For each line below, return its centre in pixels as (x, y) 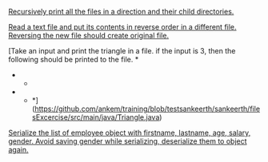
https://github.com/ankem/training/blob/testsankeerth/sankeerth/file (148, 109)
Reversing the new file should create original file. (89, 36)
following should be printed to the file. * (74, 59)
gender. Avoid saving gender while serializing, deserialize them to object (128, 141)
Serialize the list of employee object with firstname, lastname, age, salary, (130, 132)
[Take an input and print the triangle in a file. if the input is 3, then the (122, 51)
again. (19, 150)
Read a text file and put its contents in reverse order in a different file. (123, 27)
